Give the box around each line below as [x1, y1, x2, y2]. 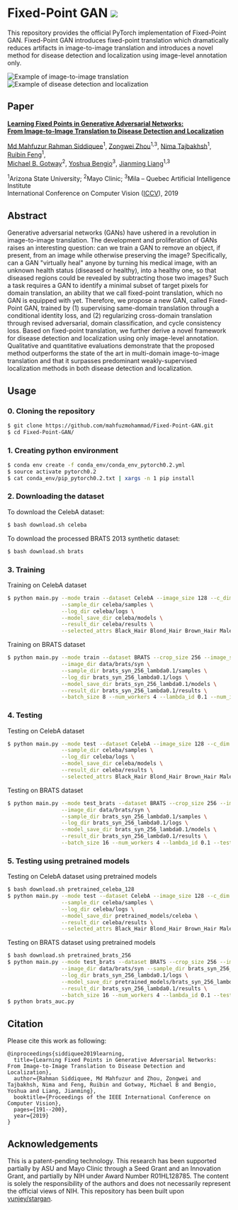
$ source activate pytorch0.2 [7, 468, 97, 475]
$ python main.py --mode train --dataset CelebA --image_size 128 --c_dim [7, 594, 233, 601]
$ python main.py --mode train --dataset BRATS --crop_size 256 [7, 654, 201, 661]
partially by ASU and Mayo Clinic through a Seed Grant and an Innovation [7, 1164, 221, 1172]
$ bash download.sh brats [7, 548, 84, 555]
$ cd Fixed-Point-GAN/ [7, 428, 74, 435]
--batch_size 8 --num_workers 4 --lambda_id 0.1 [61, 694, 208, 701]
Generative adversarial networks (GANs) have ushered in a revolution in [7, 228, 217, 237]
